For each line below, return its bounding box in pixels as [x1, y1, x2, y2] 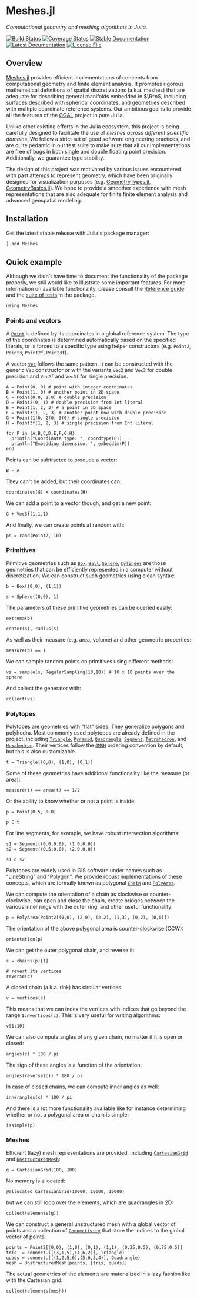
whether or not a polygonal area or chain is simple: [6, 1111, 129, 1118]
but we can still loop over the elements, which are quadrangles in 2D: [6, 1199, 173, 1206]
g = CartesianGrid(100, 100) [6, 1167, 78, 1173]
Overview [6, 58, 43, 68]
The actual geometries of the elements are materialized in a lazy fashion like [6, 1270, 191, 1278]
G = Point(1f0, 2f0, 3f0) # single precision [6, 415, 119, 421]
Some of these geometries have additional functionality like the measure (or [6, 770, 190, 777]
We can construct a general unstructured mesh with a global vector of [6, 1221, 176, 1228]
